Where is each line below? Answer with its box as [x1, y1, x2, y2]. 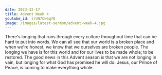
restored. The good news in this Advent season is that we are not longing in [5, 54, 157, 60]
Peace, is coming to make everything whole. [5, 65, 94, 71]
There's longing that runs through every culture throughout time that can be [5, 34, 157, 40]
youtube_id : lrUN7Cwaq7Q [5, 16, 55, 21]
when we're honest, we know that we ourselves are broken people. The [5, 44, 148, 50]
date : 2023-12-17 [5, 7, 40, 12]
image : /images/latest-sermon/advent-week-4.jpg [5, 20, 106, 26]
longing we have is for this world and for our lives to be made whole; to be [5, 49, 154, 55]
